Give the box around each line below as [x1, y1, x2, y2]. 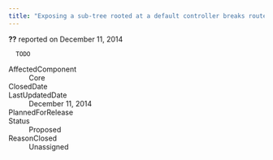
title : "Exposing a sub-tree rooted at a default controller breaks [8, 11, 245, 20]
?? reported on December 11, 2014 [8, 34, 123, 44]
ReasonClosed [8, 133, 58, 143]
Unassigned [28, 141, 69, 151]
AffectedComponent [8, 64, 77, 74]
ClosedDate [8, 81, 48, 91]
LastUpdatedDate [8, 90, 67, 100]
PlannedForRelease [8, 107, 74, 117]
